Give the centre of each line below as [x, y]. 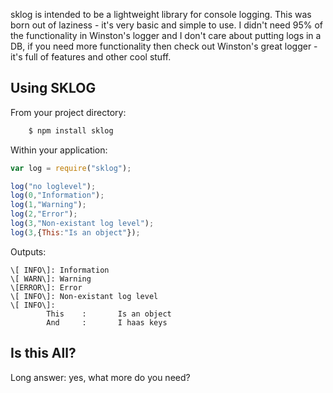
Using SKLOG [53, 88]
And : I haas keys [107, 322]
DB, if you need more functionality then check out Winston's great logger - [164, 46]
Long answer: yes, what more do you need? [100, 377]
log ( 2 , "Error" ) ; [44, 214]
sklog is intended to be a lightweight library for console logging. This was [161, 14]
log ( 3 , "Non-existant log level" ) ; [82, 224]
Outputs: [28, 251]
